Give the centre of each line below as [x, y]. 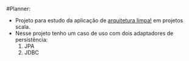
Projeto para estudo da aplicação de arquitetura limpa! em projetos [99, 20]
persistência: [31, 40]
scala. [23, 27]
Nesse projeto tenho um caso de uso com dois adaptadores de [94, 33]
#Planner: [19, 9]
